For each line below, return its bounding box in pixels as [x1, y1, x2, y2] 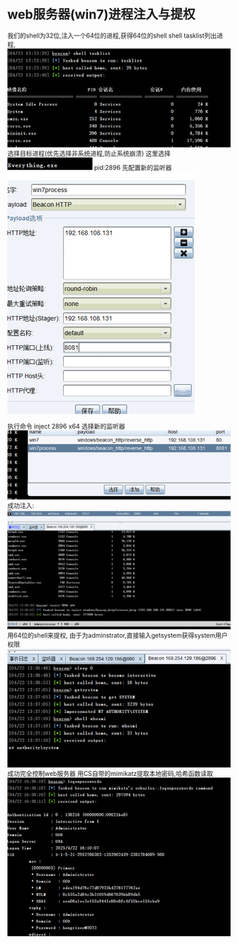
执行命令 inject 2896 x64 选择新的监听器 [7, 422, 125, 431]
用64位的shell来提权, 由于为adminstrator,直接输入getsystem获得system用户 [7, 631, 228, 639]
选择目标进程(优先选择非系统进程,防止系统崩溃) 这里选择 [7, 150, 171, 158]
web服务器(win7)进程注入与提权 [7, 6, 195, 23]
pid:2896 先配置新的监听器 [93, 164, 172, 172]
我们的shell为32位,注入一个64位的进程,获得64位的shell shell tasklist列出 [7, 31, 217, 40]
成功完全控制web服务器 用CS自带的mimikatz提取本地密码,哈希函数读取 [7, 769, 214, 777]
